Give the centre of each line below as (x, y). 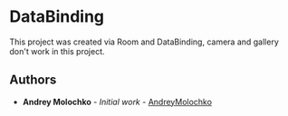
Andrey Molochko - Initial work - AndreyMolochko (117, 101)
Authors (33, 80)
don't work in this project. (58, 51)
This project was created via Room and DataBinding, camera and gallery (144, 42)
